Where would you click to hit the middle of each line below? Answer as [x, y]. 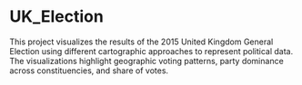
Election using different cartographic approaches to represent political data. [151, 51]
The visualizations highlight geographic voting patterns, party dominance [146, 61]
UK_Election [57, 17]
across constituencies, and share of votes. [89, 71]
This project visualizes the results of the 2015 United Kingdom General [141, 42]
